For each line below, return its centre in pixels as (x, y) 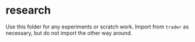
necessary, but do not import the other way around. (69, 33)
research (28, 10)
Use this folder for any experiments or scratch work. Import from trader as (97, 27)
